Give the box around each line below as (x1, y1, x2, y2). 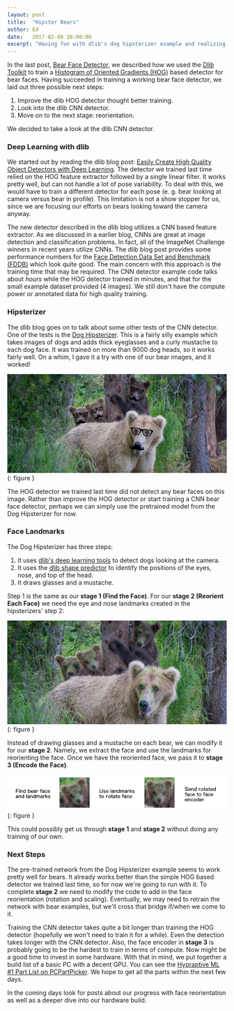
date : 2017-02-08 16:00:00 (7, 33, 92, 40)
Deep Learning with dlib (7, 142, 89, 152)
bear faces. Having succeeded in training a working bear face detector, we (7, 75, 222, 84)
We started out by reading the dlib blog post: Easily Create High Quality (7, 157, 212, 167)
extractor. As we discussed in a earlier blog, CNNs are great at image (7, 231, 205, 239)
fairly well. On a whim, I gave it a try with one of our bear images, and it (7, 353, 212, 361)
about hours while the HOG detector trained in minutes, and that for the (7, 275, 212, 284)
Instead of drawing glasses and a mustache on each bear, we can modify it (7, 739, 223, 747)
